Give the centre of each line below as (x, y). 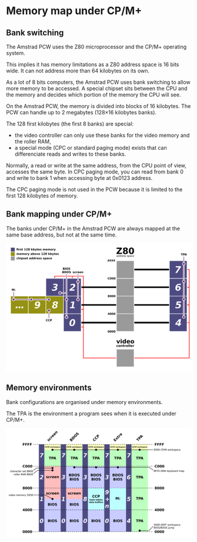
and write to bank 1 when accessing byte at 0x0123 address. (79, 178)
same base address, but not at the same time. (61, 235)
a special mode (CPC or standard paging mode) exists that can (91, 148)
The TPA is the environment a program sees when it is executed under (91, 413)
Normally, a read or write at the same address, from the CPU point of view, (96, 165)
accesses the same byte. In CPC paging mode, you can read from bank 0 (95, 172)
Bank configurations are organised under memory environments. (84, 402)
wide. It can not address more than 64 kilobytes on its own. (78, 71)
